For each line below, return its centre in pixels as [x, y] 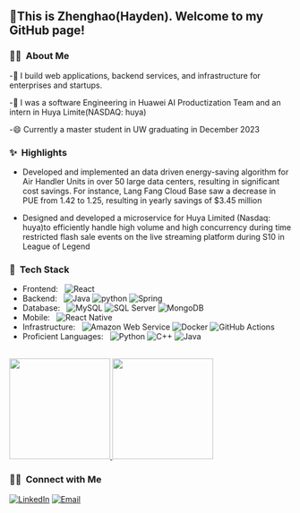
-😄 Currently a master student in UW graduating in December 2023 [134, 129]
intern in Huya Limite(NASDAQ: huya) [78, 112]
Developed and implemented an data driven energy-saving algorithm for [155, 172]
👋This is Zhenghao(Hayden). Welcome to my [137, 17]
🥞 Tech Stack [39, 269]
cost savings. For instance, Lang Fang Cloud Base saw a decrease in [149, 191]
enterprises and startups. [56, 85]
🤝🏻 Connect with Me [56, 480]
